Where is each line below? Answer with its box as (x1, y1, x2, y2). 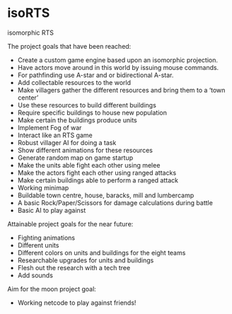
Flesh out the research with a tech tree (17, 263, 131, 272)
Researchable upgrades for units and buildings (17, 256, 154, 264)
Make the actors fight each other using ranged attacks (17, 168, 177, 177)
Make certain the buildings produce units (17, 115, 137, 124)
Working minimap (17, 183, 69, 192)
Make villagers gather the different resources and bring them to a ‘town (17, 86, 226, 94)
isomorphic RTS (7, 28, 54, 37)
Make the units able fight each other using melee (17, 161, 161, 169)
